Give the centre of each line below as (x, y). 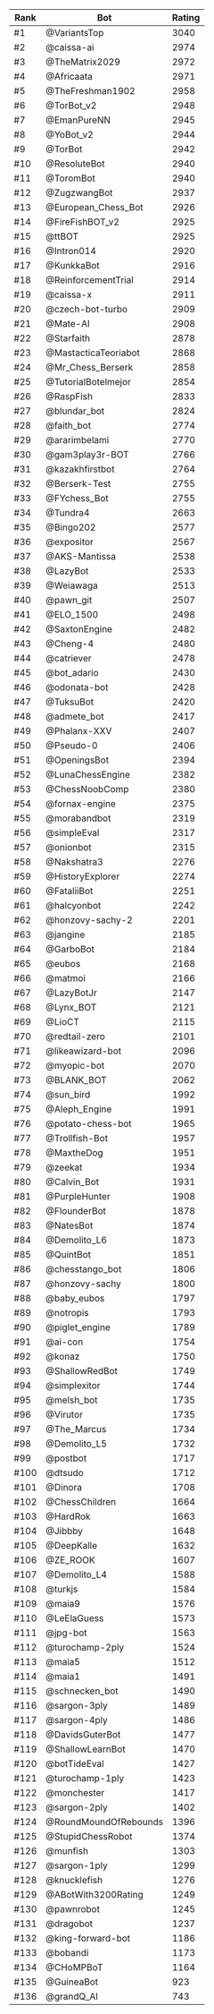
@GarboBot (70, 949)
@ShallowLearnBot (86, 1749)
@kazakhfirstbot (80, 469)
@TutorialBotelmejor (89, 382)
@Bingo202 (71, 527)
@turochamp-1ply (85, 1778)
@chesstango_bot (84, 1269)
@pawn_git (69, 600)
